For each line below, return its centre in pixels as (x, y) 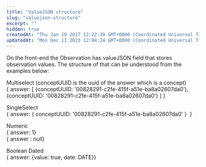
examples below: (28, 71)
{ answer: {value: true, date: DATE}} (51, 157)
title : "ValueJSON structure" (45, 12)
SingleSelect (22, 107)
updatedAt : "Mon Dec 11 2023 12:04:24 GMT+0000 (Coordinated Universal (100, 40)
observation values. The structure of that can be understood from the (94, 64)
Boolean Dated (25, 151)
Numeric (17, 126)
